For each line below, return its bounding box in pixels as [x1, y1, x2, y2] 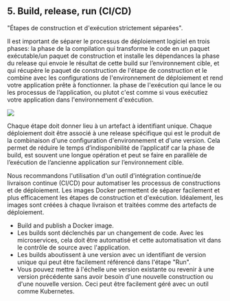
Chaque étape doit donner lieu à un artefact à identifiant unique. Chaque [7, 122, 212, 130]
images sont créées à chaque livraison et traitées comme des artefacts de [7, 201, 217, 209]
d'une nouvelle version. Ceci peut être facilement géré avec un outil [16, 280, 209, 288]
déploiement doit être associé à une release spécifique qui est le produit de [7, 129, 221, 137]
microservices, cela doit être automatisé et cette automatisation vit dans [16, 236, 222, 244]
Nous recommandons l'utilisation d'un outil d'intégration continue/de [7, 171, 201, 179]
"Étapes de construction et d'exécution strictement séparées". [7, 23, 183, 32]
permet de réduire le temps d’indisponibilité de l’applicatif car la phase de [7, 144, 215, 152]
